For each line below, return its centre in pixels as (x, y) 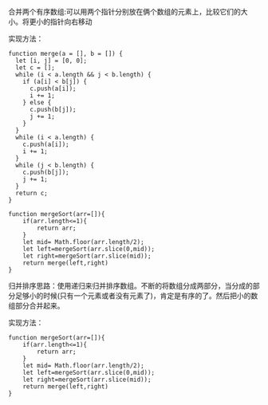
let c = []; (35, 68)
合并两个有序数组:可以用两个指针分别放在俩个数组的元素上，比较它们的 (125, 12)
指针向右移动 (71, 22)
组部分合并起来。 (36, 306)
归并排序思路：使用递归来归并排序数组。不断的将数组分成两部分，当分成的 (130, 286)
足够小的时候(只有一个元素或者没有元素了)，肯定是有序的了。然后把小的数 (136, 296)
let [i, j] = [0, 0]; (51, 61)
